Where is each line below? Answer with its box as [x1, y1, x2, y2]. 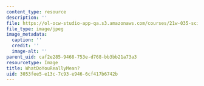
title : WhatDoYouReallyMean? [6, 65, 80, 71]
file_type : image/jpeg [6, 25, 64, 32]
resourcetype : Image [6, 59, 59, 65]
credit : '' [12, 43, 39, 49]
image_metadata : [6, 31, 47, 38]
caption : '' [12, 37, 42, 43]
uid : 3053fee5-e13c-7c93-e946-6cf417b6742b [6, 71, 118, 77]
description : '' [6, 15, 47, 21]
